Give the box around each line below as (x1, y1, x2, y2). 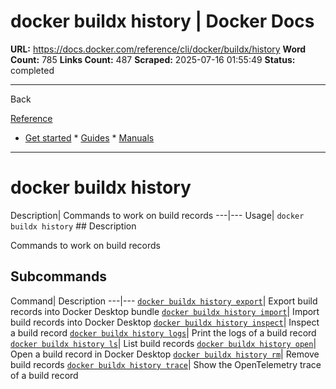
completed (10, 64, 55, 76)
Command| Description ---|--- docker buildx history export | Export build (10, 295, 318, 307)
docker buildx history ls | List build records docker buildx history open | (10, 337, 317, 349)
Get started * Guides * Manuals (24, 131, 155, 144)
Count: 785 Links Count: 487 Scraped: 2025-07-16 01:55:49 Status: (10, 53, 296, 65)
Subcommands (10, 268, 107, 285)
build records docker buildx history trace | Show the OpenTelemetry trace (10, 358, 322, 370)
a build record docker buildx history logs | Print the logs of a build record (10, 326, 317, 339)
